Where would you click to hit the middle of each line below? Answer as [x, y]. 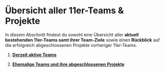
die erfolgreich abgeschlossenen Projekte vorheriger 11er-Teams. [71, 45]
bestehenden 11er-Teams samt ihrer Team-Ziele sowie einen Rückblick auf [82, 40]
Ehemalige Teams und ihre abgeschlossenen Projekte [68, 64]
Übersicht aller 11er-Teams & [65, 11]
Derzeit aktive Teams [34, 55]
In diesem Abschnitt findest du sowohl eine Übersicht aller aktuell [72, 35]
